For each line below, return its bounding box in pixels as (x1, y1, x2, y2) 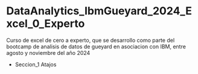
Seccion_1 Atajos (14, 61, 57, 68)
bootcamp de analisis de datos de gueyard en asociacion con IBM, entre (6, 43, 186, 50)
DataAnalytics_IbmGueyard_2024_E (6, 4, 192, 18)
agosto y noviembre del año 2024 (6, 49, 91, 56)
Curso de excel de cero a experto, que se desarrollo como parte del (6, 36, 175, 44)
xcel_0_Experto (6, 17, 85, 30)
